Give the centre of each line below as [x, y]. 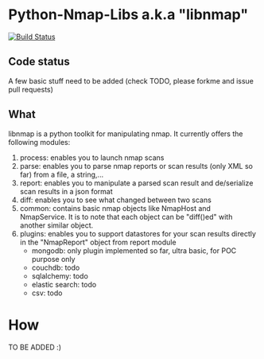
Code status [39, 62]
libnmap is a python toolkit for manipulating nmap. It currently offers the [126, 134]
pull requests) [31, 89]
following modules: [39, 142]
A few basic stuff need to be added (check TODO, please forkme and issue [131, 80]
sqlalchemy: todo [60, 275]
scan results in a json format [66, 191]
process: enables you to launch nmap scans [92, 158]
